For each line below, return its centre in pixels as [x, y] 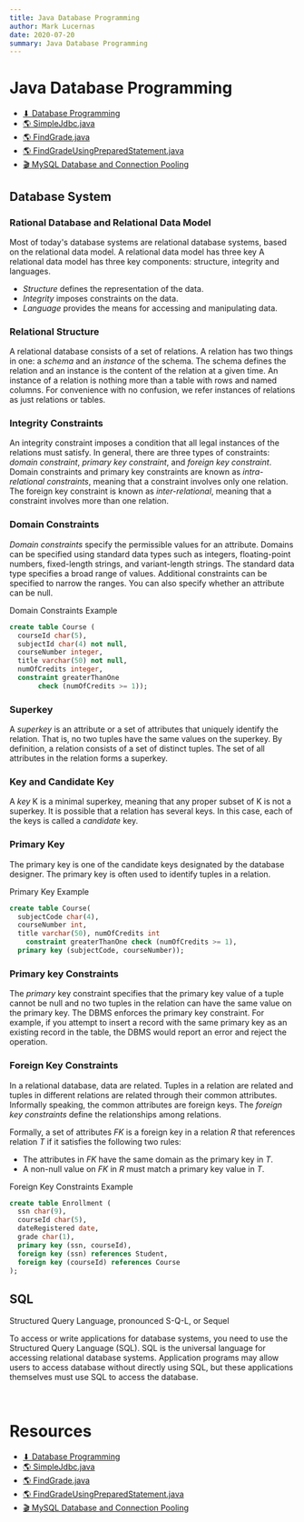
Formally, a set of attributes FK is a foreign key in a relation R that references [152, 1132]
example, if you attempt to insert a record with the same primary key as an [148, 1023]
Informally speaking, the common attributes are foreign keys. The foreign [146, 1105]
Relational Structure [54, 331]
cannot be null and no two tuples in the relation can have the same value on [151, 1003]
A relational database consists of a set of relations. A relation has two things [151, 352]
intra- [253, 472]
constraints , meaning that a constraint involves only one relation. [167, 482]
